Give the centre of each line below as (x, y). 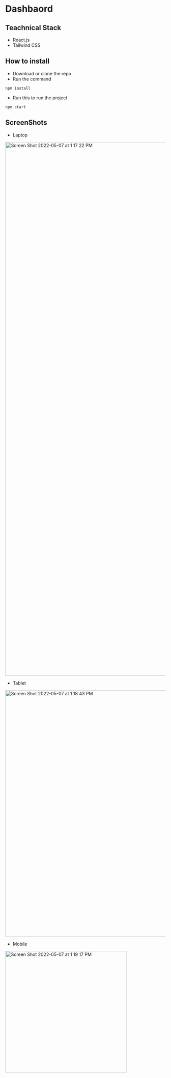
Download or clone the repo (42, 73)
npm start (16, 107)
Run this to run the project (40, 98)
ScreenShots (26, 123)
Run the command (32, 79)
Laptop (20, 135)
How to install (27, 61)
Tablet (19, 683)
